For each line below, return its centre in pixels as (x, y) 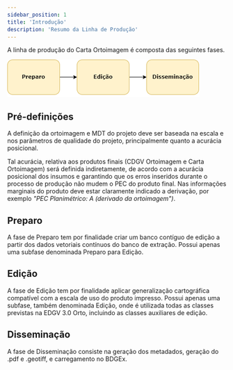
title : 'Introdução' (37, 22)
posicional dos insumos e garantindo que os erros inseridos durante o (107, 177)
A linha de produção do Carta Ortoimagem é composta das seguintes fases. (116, 50)
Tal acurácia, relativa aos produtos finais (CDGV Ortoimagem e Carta (106, 162)
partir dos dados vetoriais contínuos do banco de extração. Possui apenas (114, 244)
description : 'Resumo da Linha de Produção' (73, 29)
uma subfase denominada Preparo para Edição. (75, 252)
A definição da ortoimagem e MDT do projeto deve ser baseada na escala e (115, 134)
